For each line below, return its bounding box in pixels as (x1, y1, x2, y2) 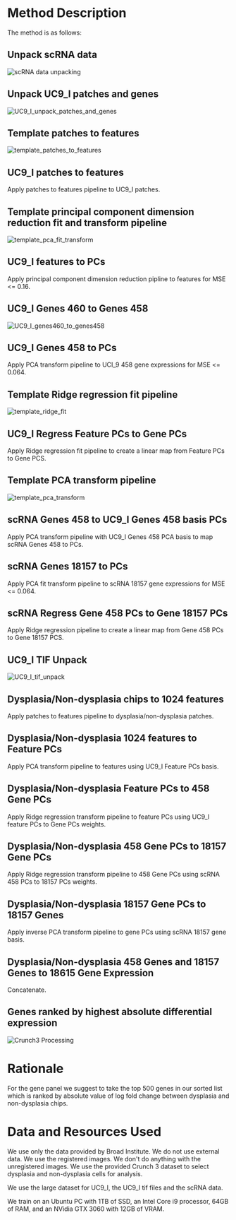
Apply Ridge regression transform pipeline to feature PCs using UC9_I (7, 812, 210, 821)
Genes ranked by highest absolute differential (7, 1006, 213, 1018)
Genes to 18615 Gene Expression (7, 966, 154, 979)
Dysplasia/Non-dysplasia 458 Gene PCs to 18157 (7, 840, 227, 852)
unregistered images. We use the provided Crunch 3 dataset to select (7, 1162, 209, 1171)
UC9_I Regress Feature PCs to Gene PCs (7, 427, 187, 439)
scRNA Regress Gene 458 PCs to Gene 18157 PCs (7, 607, 228, 619)
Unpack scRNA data (7, 49, 97, 61)
